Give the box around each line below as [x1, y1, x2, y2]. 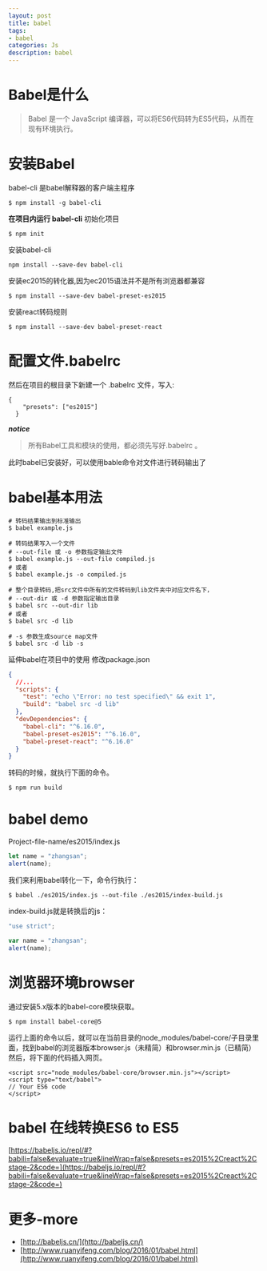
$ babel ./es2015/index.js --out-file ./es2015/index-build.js [8, 891, 224, 899]
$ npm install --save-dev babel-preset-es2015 [8, 291, 166, 300]
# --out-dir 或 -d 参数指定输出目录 [8, 594, 120, 603]
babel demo [8, 810, 89, 828]
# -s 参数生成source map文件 [8, 632, 98, 640]
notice [8, 423, 30, 433]
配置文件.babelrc [8, 352, 122, 371]
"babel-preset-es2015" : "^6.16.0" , [22, 730, 141, 738]
